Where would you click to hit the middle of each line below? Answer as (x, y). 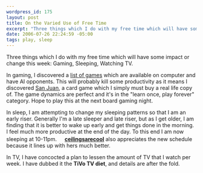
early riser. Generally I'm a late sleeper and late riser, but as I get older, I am (100, 119)
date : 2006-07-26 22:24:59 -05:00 (50, 34)
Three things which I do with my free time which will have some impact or (98, 57)
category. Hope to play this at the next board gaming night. (79, 101)
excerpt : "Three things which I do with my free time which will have (97, 29)
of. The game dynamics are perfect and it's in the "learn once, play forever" (100, 94)
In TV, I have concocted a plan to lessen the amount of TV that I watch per (98, 157)
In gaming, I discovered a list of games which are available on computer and (101, 75)
